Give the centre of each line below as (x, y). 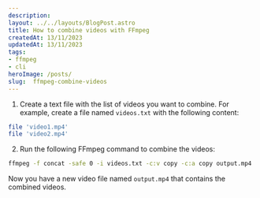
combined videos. (37, 187)
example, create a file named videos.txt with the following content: (129, 112)
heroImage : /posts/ (40, 74)
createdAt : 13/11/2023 (45, 37)
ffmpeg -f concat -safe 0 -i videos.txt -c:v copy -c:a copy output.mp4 (130, 164)
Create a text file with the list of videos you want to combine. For (124, 104)
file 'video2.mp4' (38, 134)
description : (30, 15)
